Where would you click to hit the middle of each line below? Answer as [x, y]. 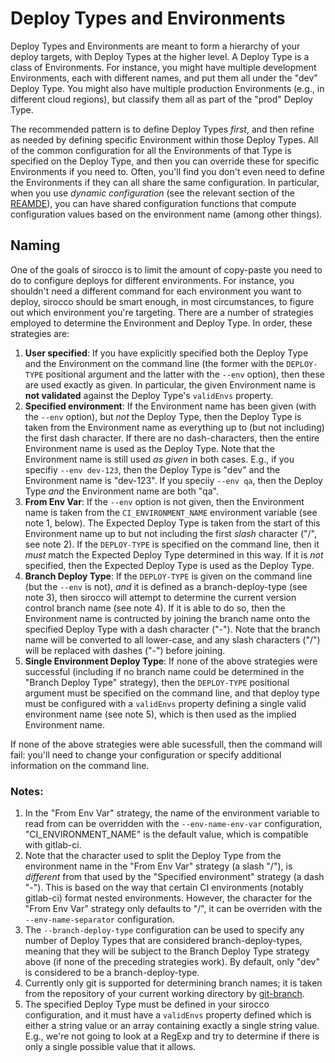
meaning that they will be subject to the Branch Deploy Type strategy [167, 951]
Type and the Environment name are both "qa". [121, 491]
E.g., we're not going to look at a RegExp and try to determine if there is [172, 1036]
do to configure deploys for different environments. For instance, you [152, 280]
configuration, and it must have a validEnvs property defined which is [168, 1015]
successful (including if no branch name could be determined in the [164, 671]
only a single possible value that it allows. [110, 1047]
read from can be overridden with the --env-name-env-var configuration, [173, 824]
